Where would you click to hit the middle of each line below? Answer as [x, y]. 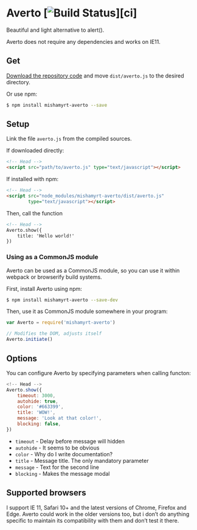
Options [22, 358]
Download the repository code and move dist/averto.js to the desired [95, 76]
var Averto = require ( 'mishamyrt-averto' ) [61, 323]
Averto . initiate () [29, 339]
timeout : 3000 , [36, 396]
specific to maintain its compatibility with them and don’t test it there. [93, 520]
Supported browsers [46, 493]
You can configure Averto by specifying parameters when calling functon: [99, 373]
